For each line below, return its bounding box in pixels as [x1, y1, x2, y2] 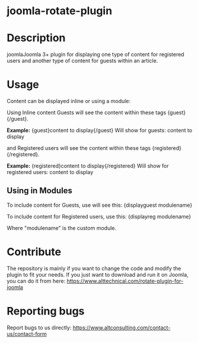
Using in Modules [7, 185, 73, 196]
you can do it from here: [7, 277, 66, 284]
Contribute [7, 245, 62, 259]
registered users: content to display [7, 169, 94, 176]
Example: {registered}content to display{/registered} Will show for [7, 162, 170, 169]
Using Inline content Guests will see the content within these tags [7, 109, 167, 116]
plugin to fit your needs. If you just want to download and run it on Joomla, [7, 271, 189, 278]
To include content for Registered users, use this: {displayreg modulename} [7, 213, 191, 220]
